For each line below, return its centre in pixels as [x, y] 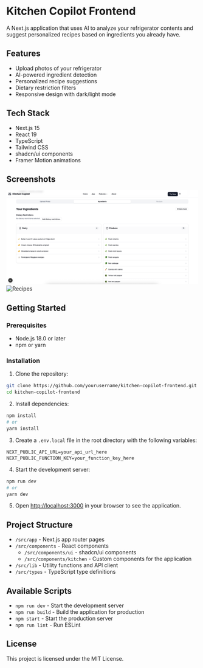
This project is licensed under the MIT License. [65, 658]
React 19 [26, 134]
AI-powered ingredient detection [56, 75]
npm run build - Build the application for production [80, 612]
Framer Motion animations [48, 160]
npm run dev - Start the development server [70, 605]
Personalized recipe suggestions [56, 81]
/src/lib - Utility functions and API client [67, 565]
